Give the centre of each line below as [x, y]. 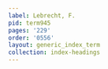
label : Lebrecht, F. [42, 15]
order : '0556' [32, 38]
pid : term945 [30, 23]
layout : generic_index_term [54, 45]
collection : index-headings [54, 52]
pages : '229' [30, 30]
